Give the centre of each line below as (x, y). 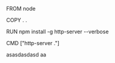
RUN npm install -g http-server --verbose (57, 31)
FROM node (21, 9)
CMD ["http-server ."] (33, 43)
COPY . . (17, 20)
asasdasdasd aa (26, 55)
